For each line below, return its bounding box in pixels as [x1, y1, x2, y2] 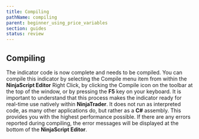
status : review [6, 31, 44, 37]
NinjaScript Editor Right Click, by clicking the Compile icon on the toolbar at [6, 81, 193, 88]
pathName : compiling [6, 14, 58, 20]
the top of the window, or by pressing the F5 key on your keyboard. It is [6, 88, 182, 95]
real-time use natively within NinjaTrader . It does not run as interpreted [6, 100, 181, 107]
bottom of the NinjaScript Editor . [6, 126, 88, 133]
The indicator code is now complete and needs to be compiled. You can [6, 69, 183, 76]
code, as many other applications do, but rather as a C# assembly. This [6, 107, 182, 114]
